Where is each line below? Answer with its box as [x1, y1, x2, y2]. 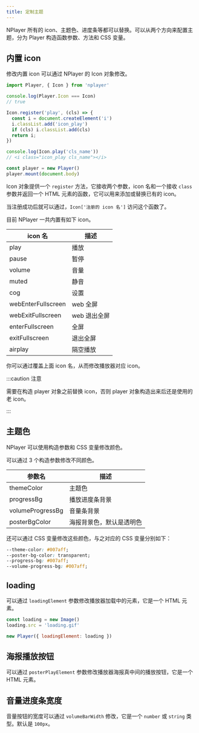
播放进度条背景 [69, 495, 112, 503]
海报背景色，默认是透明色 [69, 518, 142, 526]
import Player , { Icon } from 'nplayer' [6, 82, 110, 88]
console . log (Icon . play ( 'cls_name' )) [6, 149, 99, 155]
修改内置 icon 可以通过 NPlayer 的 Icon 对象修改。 [6, 70, 131, 77]
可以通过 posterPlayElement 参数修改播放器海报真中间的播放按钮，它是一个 [6, 668, 194, 676]
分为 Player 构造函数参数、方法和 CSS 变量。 [16, 34, 129, 41]
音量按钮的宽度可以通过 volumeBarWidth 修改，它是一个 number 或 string [6, 712, 185, 720]
